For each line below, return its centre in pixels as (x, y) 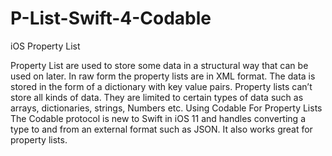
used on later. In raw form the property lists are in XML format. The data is (163, 76)
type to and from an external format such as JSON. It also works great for (161, 129)
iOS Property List (45, 46)
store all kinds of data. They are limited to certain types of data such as (157, 97)
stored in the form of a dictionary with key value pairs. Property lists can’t (161, 86)
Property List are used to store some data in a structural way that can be (159, 65)
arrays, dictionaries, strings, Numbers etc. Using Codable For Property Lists (166, 108)
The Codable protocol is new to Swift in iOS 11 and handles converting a (158, 118)
